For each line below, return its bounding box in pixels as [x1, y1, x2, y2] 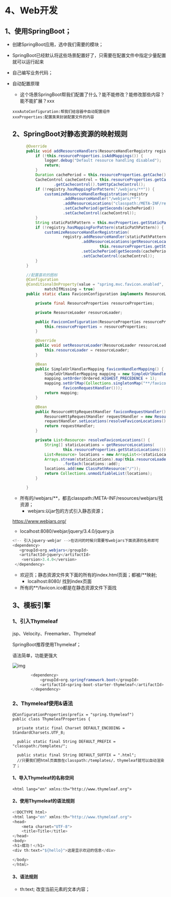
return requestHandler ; [45, 423, 95, 429]
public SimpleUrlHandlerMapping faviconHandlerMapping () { [35, 366, 164, 371]
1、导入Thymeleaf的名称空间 [12, 775, 74, 781]
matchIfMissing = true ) [45, 287, 95, 292]
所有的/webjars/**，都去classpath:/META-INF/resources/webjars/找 [19, 495, 163, 501]
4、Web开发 [5, 5, 58, 16]
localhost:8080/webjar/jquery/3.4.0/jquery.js [19, 528, 114, 534]
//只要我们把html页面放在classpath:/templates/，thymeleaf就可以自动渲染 [17, 758, 164, 763]
